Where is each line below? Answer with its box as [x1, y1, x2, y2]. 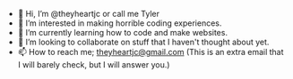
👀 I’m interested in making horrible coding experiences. [17, 18, 222, 28]
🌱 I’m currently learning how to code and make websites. [17, 28, 228, 37]
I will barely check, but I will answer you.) [17, 59, 170, 70]
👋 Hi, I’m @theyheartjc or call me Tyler [17, 9, 159, 19]
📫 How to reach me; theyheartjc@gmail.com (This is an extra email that [17, 47, 284, 57]
